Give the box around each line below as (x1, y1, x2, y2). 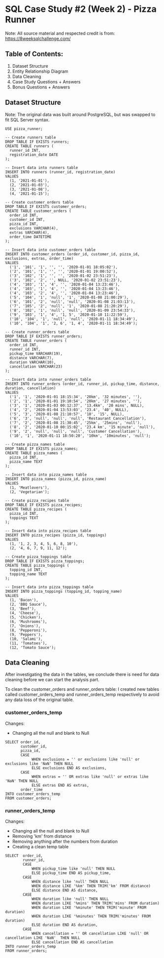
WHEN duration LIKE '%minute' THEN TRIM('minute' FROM (31, 905, 147, 910)
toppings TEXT (9, 515, 38, 520)
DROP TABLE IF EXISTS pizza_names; (5, 446, 78, 451)
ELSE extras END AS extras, (31, 783, 90, 788)
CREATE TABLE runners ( (5, 143, 54, 149)
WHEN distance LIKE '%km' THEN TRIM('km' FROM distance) (31, 883, 151, 888)
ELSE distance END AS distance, (31, 888, 98, 893)
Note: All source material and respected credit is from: (5, 30, 115, 36)
